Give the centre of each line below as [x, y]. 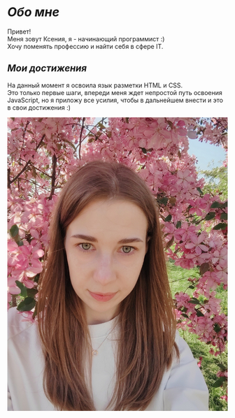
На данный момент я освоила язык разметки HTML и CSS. [95, 85]
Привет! [19, 31]
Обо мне [34, 12]
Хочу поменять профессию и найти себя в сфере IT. [85, 46]
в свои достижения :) [39, 107]
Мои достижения [47, 68]
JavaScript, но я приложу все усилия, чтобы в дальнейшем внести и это [115, 100]
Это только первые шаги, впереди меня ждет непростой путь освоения [115, 92]
